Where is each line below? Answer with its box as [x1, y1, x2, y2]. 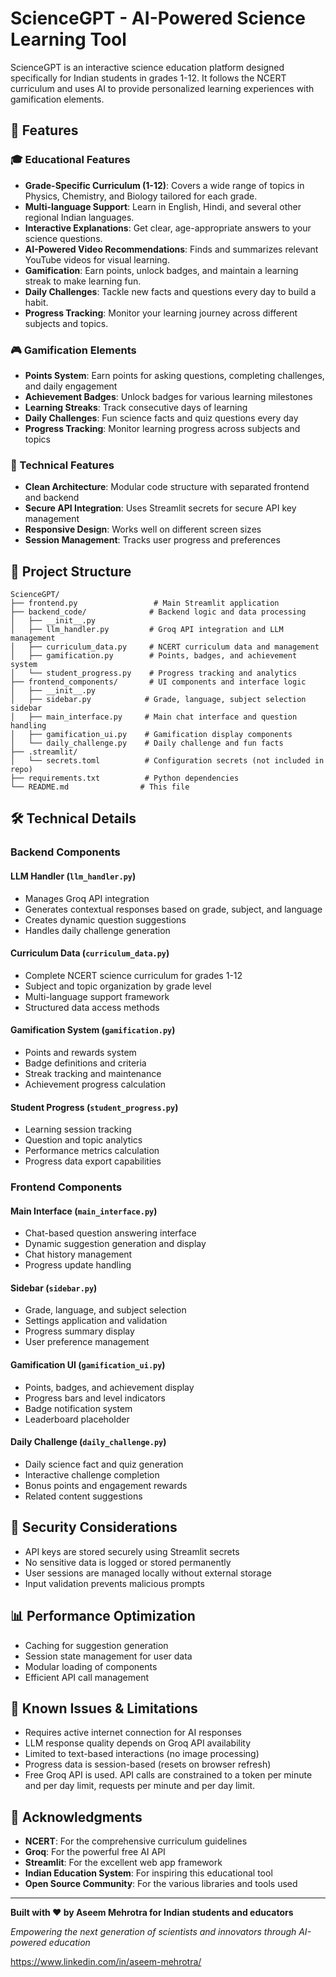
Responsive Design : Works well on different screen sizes [24, 523, 262, 536]
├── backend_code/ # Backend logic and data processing [10, 607, 307, 617]
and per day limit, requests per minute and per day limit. [24, 1780, 256, 1792]
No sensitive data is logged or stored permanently [24, 1556, 232, 1568]
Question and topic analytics [24, 1134, 143, 1146]
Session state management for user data [24, 1650, 193, 1662]
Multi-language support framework [24, 990, 170, 1002]
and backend [24, 492, 80, 504]
